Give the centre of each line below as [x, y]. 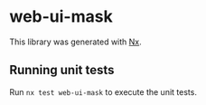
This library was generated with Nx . [75, 42]
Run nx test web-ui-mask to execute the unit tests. [103, 91]
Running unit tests [62, 70]
